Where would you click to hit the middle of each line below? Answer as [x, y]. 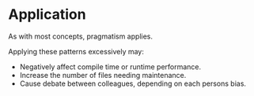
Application [47, 15]
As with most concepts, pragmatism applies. [80, 36]
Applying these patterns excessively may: [76, 51]
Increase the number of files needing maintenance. [103, 75]
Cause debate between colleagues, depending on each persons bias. [133, 83]
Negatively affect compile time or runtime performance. [110, 66]
